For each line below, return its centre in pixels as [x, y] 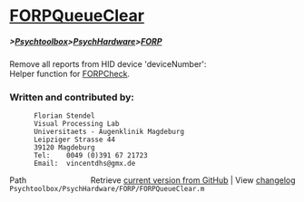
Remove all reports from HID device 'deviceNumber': [108, 64]
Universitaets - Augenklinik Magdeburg [108, 132]
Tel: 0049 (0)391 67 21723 [90, 156]
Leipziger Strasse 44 [74, 140]
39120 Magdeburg [64, 148]
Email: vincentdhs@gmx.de [84, 164]
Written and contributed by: [72, 98]
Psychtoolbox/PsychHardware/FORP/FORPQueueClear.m [107, 189]
